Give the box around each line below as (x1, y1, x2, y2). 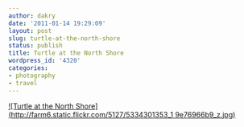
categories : (8, 64, 48, 72)
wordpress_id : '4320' (8, 57, 81, 65)
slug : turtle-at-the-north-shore (8, 34, 121, 43)
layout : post (8, 27, 52, 35)
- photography (8, 72, 56, 80)
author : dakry (8, 11, 56, 20)
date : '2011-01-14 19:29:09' (8, 19, 106, 27)
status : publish (8, 42, 63, 50)
